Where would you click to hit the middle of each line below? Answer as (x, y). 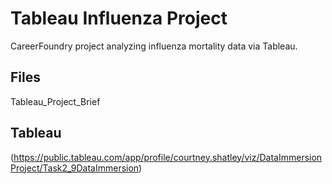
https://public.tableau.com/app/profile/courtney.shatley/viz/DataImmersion (168, 157)
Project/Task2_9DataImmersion (75, 168)
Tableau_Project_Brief (55, 101)
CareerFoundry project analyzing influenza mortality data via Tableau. (154, 46)
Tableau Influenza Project (119, 18)
